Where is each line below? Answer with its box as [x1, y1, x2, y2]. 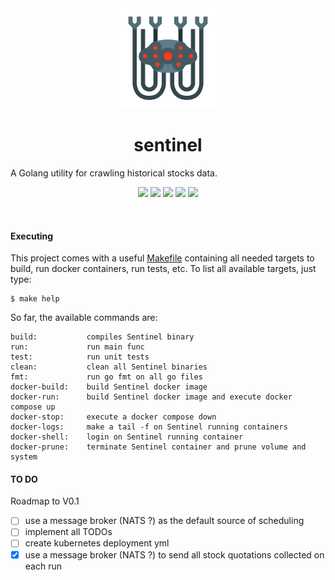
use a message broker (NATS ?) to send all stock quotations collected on [24, 548, 325, 561]
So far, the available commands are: [10, 312, 158, 324]
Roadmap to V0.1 [10, 495, 80, 507]
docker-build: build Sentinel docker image [10, 382, 208, 392]
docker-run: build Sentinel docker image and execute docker [10, 392, 293, 402]
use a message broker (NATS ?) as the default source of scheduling [24, 515, 305, 527]
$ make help [10, 294, 60, 304]
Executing [10, 230, 54, 242]
